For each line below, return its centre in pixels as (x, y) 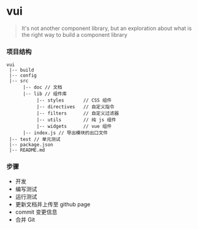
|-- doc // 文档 (42, 88)
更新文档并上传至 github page (53, 204)
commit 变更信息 (36, 212)
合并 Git (25, 219)
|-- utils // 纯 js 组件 (76, 120)
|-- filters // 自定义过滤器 (78, 114)
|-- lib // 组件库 (45, 94)
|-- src (19, 81)
